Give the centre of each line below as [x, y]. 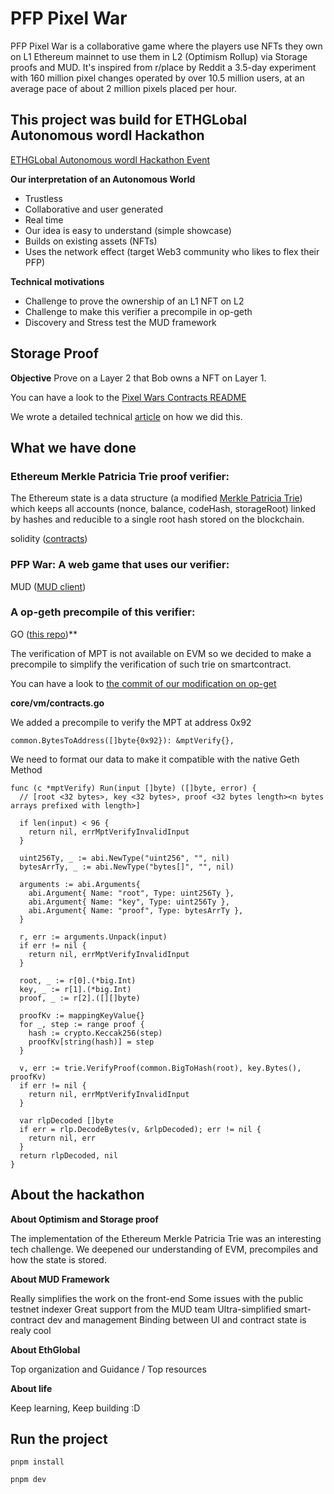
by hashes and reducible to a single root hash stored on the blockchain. [157, 519]
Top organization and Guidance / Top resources [108, 1369]
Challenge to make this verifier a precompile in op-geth [138, 311]
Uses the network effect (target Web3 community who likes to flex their [172, 251]
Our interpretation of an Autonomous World [103, 179]
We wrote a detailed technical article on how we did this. [126, 416]
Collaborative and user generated [93, 209]
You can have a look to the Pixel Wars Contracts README [128, 397]
